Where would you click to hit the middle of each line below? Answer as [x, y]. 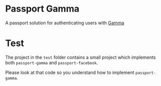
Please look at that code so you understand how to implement [70, 72]
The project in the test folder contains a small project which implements [80, 57]
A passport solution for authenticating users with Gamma [65, 23]
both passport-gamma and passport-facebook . [52, 62]
